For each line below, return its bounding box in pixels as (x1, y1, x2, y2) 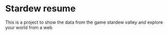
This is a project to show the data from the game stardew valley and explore (5, 19, 163, 25)
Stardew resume (5, 3, 76, 14)
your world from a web (5, 24, 53, 30)
